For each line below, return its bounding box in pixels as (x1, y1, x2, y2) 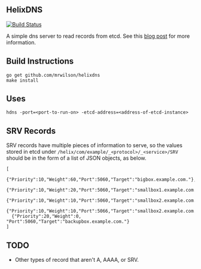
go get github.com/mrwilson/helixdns (6, 72, 100, 78)
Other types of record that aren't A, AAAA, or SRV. (14, 256, 139, 264)
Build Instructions (6, 56, 74, 67)
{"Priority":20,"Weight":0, (11, 213, 82, 220)
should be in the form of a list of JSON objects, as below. (6, 154, 147, 162)
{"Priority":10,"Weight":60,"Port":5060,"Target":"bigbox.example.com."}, (6, 177, 197, 183)
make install (6, 77, 39, 83)
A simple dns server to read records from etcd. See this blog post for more (6, 32, 190, 40)
